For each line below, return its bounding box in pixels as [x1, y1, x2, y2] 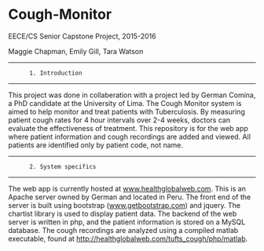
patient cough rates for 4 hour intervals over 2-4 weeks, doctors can [8, 115, 230, 125]
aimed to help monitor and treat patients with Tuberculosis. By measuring [8, 107, 245, 116]
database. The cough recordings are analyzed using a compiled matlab [8, 225, 239, 235]
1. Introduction [28, 69, 82, 77]
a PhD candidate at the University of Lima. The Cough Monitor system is [8, 98, 242, 107]
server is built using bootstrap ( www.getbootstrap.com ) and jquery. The [8, 200, 241, 209]
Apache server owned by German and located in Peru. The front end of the [8, 192, 251, 202]
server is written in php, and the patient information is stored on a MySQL [8, 217, 246, 227]
